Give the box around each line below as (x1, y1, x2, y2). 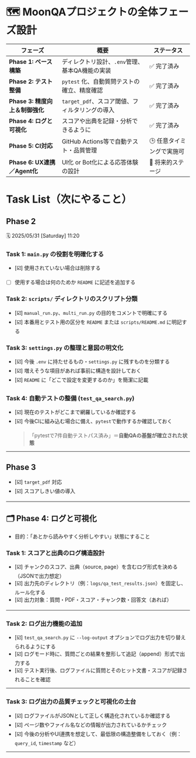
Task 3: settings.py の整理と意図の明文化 (6, 344, 124, 352)
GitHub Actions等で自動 (61, 138, 127, 146)
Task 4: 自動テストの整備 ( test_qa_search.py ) (6, 394, 135, 402)
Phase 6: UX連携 (9, 158, 55, 166)
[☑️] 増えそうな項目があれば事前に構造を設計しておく (14, 367, 142, 374)
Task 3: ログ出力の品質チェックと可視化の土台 (6, 698, 136, 706)
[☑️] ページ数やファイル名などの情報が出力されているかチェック (14, 721, 167, 728)
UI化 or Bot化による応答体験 (61, 158, 139, 166)
